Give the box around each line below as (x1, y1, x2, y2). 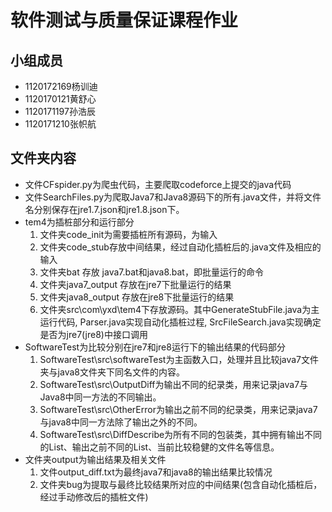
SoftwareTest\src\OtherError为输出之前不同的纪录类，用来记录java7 (39, 403, 318, 415)
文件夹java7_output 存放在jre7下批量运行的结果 (39, 278, 232, 290)
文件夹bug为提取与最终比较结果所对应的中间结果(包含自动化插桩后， (39, 478, 323, 490)
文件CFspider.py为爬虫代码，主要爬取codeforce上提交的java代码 (24, 178, 292, 190)
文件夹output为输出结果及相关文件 (24, 453, 167, 465)
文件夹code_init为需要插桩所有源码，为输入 (39, 228, 218, 240)
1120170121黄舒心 (24, 93, 97, 105)
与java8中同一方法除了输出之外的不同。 (39, 416, 203, 428)
